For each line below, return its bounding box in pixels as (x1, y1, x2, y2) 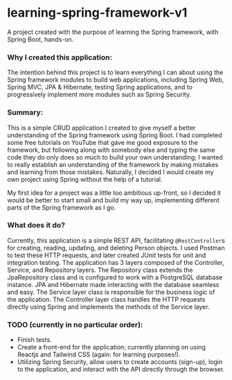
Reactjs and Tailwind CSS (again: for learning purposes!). (17, 350, 181, 359)
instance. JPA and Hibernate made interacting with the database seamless (7, 280, 220, 288)
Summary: (7, 107, 44, 117)
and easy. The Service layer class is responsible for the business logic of (7, 288, 215, 296)
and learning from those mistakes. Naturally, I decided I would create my (7, 168, 214, 176)
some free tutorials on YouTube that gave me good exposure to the (7, 138, 199, 146)
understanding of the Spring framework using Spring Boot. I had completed (7, 130, 223, 139)
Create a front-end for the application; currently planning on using (17, 343, 206, 352)
